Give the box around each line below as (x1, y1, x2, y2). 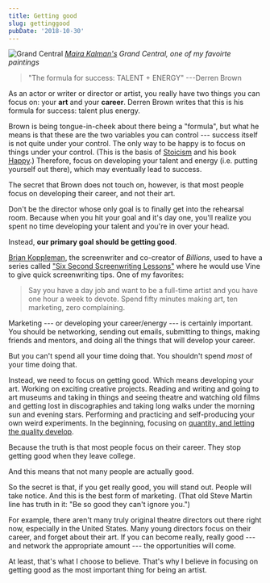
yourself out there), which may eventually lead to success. (8, 165, 202, 174)
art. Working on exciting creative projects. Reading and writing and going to (8, 384, 260, 394)
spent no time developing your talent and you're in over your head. (8, 221, 230, 231)
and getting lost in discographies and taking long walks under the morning (8, 401, 255, 411)
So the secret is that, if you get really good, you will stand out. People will (8, 482, 252, 493)
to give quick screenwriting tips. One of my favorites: (8, 270, 185, 279)
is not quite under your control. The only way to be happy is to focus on (8, 139, 246, 149)
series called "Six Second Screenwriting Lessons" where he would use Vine (8, 262, 260, 271)
